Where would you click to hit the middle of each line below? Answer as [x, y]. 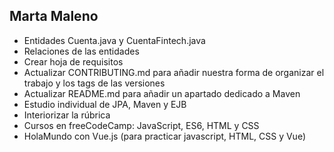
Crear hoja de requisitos [73, 61]
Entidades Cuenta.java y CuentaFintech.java [114, 40]
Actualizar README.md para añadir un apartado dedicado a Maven [162, 93]
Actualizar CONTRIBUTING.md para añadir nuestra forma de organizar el [174, 72]
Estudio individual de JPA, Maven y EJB [105, 104]
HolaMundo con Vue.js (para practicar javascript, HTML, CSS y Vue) [164, 136]
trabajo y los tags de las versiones [94, 83]
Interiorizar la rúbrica [67, 115]
